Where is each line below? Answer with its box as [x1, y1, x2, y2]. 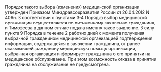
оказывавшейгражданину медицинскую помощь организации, [5, 46, 137, 51]
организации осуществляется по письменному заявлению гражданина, [5, 20, 156, 25]
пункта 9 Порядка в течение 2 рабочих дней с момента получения [5, 30, 145, 36]
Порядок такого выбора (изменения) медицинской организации [5, 4, 140, 10]
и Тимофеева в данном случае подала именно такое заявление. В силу [5, 25, 155, 31]
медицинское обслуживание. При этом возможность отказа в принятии [5, 56, 157, 62]
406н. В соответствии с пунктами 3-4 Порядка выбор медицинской [5, 15, 147, 20]
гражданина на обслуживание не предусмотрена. [5, 61, 110, 67]
